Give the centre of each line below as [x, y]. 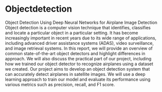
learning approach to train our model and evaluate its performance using [78, 79]
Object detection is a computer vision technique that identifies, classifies [78, 27]
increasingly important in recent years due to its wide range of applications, [81, 38]
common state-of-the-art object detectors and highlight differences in [75, 53]
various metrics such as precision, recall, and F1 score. [60, 84]
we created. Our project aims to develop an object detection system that [77, 69]
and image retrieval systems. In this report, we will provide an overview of [79, 48]
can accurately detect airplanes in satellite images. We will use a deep [75, 74]
